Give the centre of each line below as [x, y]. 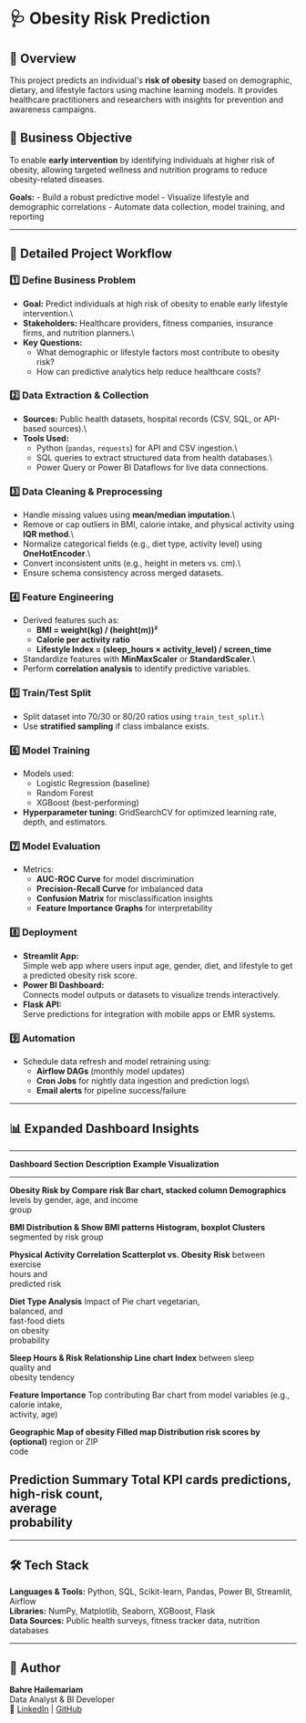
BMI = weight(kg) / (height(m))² [97, 630]
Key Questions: [52, 342]
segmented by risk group [56, 1237]
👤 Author [35, 1668]
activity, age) [34, 1414]
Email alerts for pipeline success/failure [111, 1090]
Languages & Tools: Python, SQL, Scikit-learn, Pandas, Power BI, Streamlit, [151, 1592]
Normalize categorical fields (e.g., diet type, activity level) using [142, 544]
